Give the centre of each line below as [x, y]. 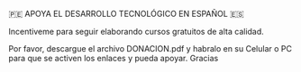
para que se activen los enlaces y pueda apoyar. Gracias [114, 58]
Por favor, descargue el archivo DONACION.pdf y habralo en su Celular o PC [150, 48]
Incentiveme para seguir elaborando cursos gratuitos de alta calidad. [137, 32]
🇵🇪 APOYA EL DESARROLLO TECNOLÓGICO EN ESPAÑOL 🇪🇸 [126, 14]
